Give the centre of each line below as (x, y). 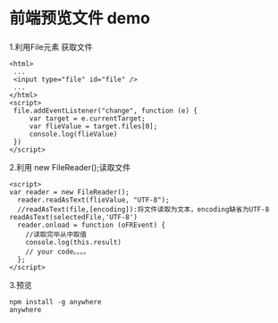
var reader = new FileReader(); (69, 193)
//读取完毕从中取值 (56, 235)
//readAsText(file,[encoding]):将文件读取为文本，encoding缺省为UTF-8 (143, 210)
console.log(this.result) (74, 243)
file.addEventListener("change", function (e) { (105, 111)
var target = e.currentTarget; (87, 119)
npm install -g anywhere (55, 302)
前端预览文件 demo (80, 18)
